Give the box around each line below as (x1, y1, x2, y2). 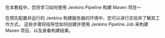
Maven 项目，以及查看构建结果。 (5, 27, 74, 33)
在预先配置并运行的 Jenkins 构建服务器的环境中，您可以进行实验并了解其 (5, 15, 156, 21)
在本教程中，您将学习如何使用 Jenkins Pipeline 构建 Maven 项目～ (5, 4, 141, 10)
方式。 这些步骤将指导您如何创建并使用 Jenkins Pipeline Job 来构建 (9, 21, 149, 27)
